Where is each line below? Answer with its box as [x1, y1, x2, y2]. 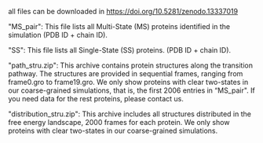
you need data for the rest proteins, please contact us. [8, 94, 184, 103]
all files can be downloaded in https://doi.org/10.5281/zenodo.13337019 [8, 7, 238, 16]
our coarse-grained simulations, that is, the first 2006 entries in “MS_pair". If [8, 86, 255, 95]
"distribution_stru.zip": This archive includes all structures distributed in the [8, 109, 251, 119]
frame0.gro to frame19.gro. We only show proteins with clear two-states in [8, 78, 249, 86]
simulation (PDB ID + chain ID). [8, 31, 108, 39]
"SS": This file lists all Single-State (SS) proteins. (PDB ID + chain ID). [8, 46, 232, 54]
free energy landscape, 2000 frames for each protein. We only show [8, 118, 230, 126]
